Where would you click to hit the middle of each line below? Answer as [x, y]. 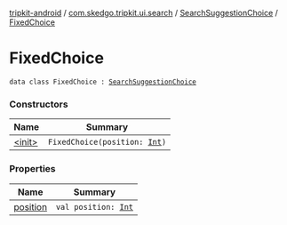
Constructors [39, 104]
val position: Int [95, 207]
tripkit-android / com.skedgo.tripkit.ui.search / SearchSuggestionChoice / [143, 13]
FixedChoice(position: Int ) [107, 142]
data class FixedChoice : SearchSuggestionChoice [103, 82]
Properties [32, 169]
